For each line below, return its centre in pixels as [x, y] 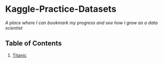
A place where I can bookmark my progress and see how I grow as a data [81, 23]
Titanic [19, 55]
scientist [14, 28]
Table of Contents [34, 44]
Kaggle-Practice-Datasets [61, 9]
